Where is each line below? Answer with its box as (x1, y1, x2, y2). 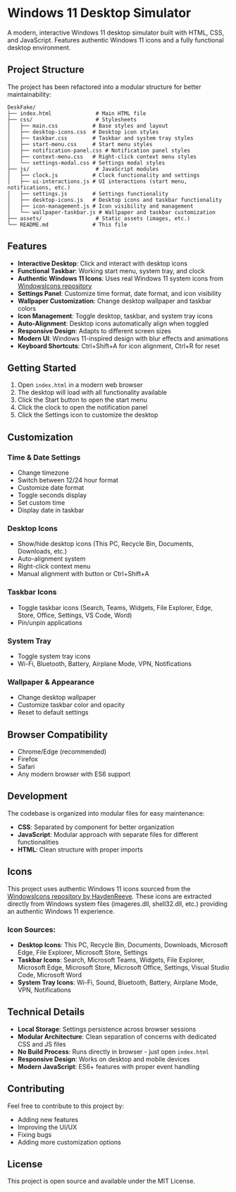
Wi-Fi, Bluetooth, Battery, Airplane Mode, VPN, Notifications (17, 659, 192, 668)
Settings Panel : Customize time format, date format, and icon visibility (17, 289, 222, 297)
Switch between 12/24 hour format (17, 476, 118, 484)
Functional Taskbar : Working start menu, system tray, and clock (17, 266, 205, 275)
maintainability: (7, 90, 51, 98)
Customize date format (17, 484, 85, 492)
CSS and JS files (17, 1039, 66, 1048)
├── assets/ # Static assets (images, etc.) (7, 215, 191, 222)
